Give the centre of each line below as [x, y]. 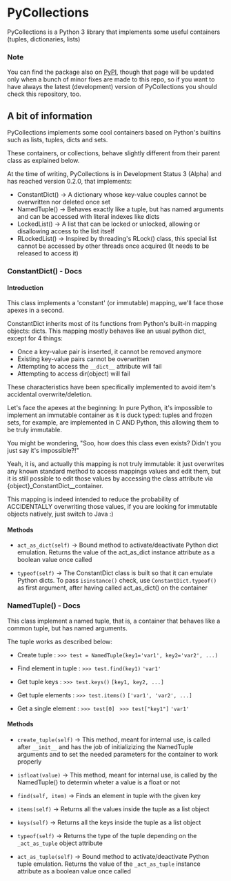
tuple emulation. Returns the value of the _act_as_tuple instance [109, 864]
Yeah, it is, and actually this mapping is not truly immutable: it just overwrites [116, 464]
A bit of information [50, 116]
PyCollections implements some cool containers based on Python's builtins [114, 133]
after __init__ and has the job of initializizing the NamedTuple [105, 746]
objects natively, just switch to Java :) [60, 514]
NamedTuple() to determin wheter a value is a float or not [99, 782]
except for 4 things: [35, 338]
